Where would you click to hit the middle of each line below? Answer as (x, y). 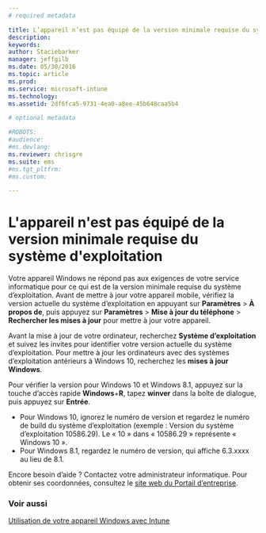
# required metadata (42, 15)
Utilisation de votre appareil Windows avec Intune (89, 521)
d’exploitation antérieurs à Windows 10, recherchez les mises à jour (118, 361)
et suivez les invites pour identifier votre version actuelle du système (120, 344)
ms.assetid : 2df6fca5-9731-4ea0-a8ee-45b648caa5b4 (93, 104)
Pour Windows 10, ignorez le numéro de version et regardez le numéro (135, 417)
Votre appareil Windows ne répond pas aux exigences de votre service (124, 278)
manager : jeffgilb (38, 59)
